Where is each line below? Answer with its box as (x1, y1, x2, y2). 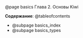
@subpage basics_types (12, 28, 61, 33)
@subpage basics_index (12, 22, 61, 28)
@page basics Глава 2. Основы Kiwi (5, 4, 79, 9)
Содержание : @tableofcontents (5, 13, 70, 19)
